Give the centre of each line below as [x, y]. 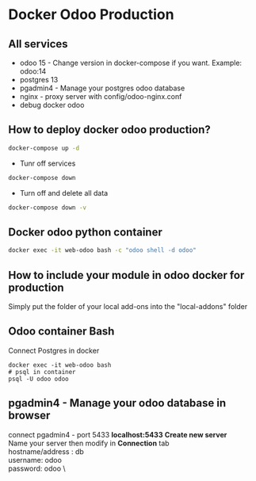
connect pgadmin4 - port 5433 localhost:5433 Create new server [118, 434]
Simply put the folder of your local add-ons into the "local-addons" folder [128, 306]
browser [29, 416]
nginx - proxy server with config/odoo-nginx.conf [101, 96]
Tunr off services [48, 163]
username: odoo [35, 460]
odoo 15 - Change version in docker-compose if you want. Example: [131, 63]
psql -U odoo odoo [38, 379]
